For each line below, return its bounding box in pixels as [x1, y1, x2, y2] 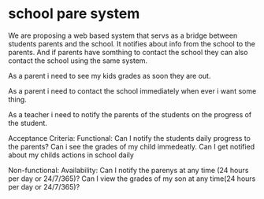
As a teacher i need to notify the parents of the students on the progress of [8, 109, 252, 119]
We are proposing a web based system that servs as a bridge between [8, 31, 238, 40]
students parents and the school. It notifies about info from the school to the [8, 39, 256, 48]
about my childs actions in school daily [8, 150, 134, 160]
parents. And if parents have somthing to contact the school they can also [8, 47, 248, 57]
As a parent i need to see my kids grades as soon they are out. [8, 71, 211, 80]
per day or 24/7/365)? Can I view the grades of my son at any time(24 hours [8, 174, 256, 183]
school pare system [8, 5, 140, 23]
